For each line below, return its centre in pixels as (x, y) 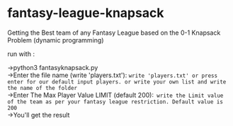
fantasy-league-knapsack (86, 13)
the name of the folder (42, 88)
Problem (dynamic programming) (56, 40)
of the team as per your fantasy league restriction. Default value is (115, 102)
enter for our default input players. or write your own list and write (117, 82)
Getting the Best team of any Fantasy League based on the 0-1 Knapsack (114, 33)
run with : (21, 54)
